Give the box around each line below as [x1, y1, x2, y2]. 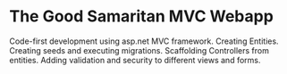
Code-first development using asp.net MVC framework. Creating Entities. [9, 36, 279, 46]
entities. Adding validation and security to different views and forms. [9, 54, 261, 65]
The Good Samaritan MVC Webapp [9, 6, 274, 27]
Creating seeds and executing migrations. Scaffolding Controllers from [9, 45, 270, 55]
